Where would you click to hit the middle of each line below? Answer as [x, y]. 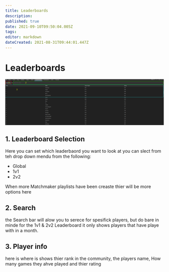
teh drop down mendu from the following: [48, 156]
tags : [11, 32]
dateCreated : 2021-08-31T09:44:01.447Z [47, 43]
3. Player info [26, 246]
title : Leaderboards [27, 11]
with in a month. [22, 231]
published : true [22, 21]
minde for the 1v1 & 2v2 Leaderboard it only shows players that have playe [82, 225]
